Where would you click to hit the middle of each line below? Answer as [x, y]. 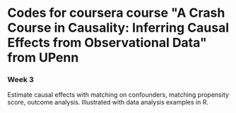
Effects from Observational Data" [107, 43]
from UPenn [43, 58]
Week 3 [20, 80]
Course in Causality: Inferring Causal [118, 28]
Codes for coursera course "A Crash [116, 13]
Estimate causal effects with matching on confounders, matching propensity [118, 95]
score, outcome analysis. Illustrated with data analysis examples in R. [108, 102]
